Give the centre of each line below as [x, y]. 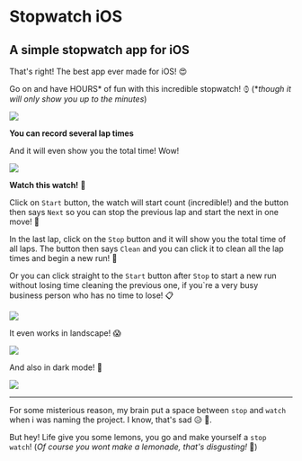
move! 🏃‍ [25, 221]
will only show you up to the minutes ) [78, 99]
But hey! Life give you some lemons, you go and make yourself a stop [138, 437]
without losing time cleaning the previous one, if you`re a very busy [134, 285]
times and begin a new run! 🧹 [63, 258]
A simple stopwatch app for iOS [100, 50]
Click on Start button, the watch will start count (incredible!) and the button [149, 203]
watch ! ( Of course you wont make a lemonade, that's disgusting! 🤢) [133, 447]
